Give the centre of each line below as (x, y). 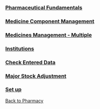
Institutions (20, 48)
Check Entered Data (30, 62)
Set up (13, 90)
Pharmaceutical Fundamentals (44, 8)
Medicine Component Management (50, 21)
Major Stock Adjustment (36, 76)
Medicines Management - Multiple (49, 35)
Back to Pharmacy (24, 100)
